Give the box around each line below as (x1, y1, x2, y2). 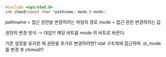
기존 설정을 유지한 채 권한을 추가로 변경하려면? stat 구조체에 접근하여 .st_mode (5, 40, 161, 46)
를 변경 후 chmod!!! (5, 46, 44, 52)
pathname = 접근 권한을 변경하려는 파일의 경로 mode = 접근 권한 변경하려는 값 (5, 19, 161, 25)
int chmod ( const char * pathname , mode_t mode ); (5, 9, 108, 14)
